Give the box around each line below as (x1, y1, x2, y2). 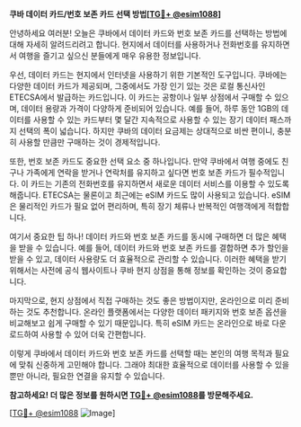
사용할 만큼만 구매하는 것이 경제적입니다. (18, 137, 161, 147)
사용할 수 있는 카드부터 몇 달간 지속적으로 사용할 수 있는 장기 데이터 (32, 114, 268, 125)
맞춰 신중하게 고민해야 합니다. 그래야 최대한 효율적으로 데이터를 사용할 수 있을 (18, 360, 290, 369)
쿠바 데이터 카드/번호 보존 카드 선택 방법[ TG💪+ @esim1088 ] (9, 9, 222, 19)
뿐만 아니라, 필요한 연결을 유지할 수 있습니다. (9, 370, 165, 381)
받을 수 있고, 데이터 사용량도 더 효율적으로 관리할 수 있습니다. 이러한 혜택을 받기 (9, 254, 288, 264)
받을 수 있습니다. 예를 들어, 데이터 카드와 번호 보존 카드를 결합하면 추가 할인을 (18, 243, 289, 253)
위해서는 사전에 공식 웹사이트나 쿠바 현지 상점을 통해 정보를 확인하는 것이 (9, 265, 263, 275)
